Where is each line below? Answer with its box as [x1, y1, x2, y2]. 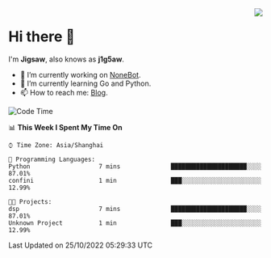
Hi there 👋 [8, 27, 75, 46]
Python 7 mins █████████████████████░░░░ [8, 162, 262, 171]
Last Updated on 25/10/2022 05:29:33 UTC [8, 240, 153, 250]
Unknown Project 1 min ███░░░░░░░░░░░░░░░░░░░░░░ [8, 218, 262, 227]
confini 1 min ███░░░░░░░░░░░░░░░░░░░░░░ [8, 176, 262, 184]
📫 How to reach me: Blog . [19, 87, 108, 97]
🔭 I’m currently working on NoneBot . [19, 70, 141, 79]
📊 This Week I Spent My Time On [8, 122, 123, 132]
